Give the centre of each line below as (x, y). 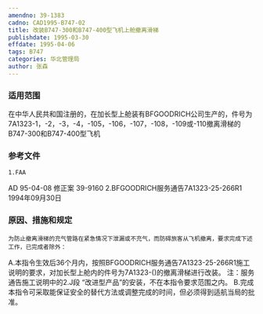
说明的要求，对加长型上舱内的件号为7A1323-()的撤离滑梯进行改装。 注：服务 (131, 272)
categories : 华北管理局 (44, 60)
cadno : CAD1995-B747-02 (47, 23)
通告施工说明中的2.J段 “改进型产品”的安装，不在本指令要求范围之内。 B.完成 (131, 282)
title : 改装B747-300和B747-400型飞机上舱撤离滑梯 (83, 30)
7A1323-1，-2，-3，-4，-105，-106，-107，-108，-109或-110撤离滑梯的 (124, 124)
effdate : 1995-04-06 (42, 45)
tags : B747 (26, 52)
